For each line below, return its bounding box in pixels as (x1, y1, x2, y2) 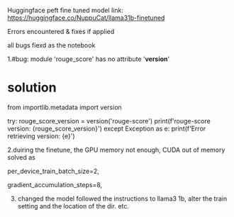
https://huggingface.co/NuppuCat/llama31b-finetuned (7, 13, 165, 22)
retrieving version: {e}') (7, 131, 76, 140)
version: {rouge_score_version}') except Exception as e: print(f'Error (7, 124, 206, 133)
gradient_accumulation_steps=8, (7, 180, 103, 189)
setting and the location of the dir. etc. (17, 201, 130, 210)
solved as (7, 152, 35, 162)
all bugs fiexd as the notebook (7, 41, 96, 49)
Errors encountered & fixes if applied (7, 28, 115, 35)
